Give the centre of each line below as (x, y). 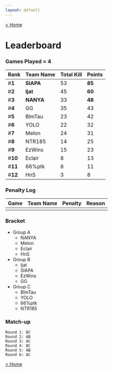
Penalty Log (20, 190)
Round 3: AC (18, 341)
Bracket (15, 221)
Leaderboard (33, 45)
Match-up (18, 322)
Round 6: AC (18, 355)
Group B (21, 259)
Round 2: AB (18, 337)
